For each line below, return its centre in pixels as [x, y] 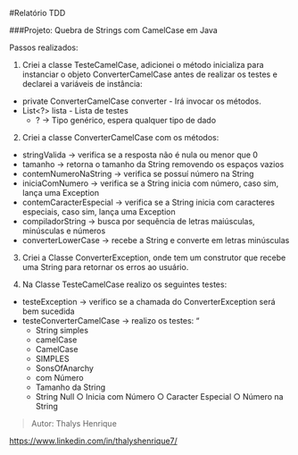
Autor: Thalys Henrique [74, 423]
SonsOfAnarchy [64, 368]
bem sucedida [48, 311]
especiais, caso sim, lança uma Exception [99, 212]
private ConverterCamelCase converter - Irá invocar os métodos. [141, 101]
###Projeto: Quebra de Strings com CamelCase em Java [114, 30]
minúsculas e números [64, 231]
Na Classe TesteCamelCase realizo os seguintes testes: [124, 284]
